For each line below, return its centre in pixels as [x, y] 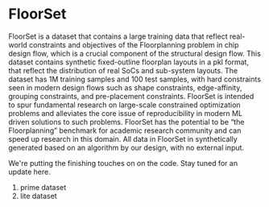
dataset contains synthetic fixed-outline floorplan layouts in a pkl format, [129, 62]
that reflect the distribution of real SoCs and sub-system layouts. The [123, 70]
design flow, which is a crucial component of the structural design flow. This [135, 53]
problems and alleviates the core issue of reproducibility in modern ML [126, 113]
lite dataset [39, 196]
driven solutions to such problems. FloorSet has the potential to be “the [126, 122]
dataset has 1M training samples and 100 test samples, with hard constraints [135, 79]
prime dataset [43, 187]
